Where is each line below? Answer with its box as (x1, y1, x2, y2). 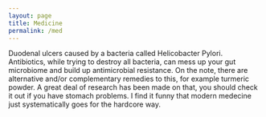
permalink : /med (8, 26, 63, 34)
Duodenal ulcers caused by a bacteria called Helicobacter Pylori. (8, 49, 223, 58)
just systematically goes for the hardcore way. (8, 99, 162, 109)
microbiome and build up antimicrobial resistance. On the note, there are (8, 66, 248, 75)
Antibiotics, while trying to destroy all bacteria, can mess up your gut (8, 57, 236, 67)
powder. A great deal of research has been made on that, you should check (8, 83, 259, 92)
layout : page (8, 11, 52, 20)
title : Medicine (8, 19, 63, 27)
